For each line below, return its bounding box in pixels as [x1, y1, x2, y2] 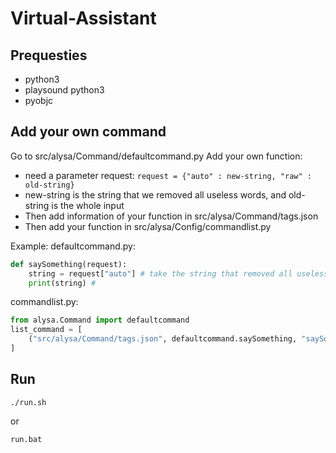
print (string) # [28, 278, 97, 288]
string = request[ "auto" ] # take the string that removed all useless [28, 268, 329, 279]
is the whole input [51, 199, 125, 211]
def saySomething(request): [10, 259, 128, 269]
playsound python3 [24, 84, 105, 96]
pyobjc [24, 95, 54, 106]
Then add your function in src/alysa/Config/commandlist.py [24, 220, 272, 232]
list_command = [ [10, 325, 83, 335]
